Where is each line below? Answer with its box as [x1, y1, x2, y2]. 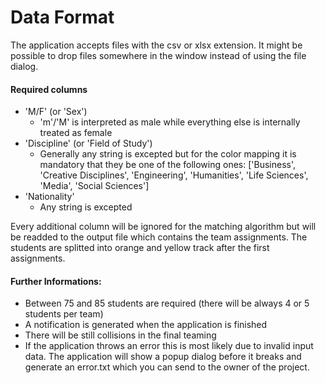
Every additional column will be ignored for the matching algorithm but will [10, 221, 317, 233]
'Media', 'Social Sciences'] [39, 180, 150, 192]
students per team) [24, 308, 104, 320]
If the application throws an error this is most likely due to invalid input [24, 340, 314, 352]
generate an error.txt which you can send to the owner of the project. [24, 361, 310, 373]
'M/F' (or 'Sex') [24, 106, 88, 118]
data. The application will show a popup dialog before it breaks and [24, 351, 302, 363]
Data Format [10, 6, 115, 29]
